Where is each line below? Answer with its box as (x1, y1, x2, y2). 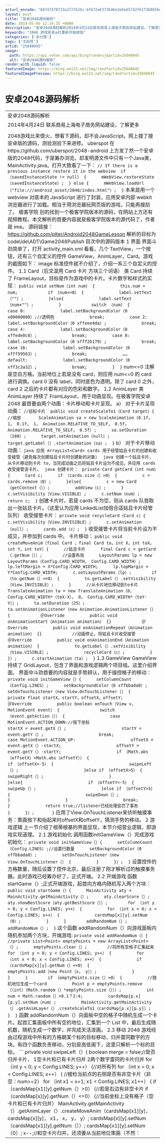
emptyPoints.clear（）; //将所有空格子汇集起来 (33, 944, 154, 949)
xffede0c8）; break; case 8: (7, 333, 130, 338)
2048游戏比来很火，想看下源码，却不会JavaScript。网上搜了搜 (7, 132, 153, 139)
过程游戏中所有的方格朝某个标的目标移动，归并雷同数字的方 (12, 1033, 151, 1040)
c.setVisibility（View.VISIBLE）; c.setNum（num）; (7, 491, 140, 497)
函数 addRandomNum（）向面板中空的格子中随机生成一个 (19, 1011, 153, 1018)
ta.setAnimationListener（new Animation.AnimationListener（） (7, 606, 156, 612)
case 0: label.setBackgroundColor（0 (7, 308, 128, 313)
